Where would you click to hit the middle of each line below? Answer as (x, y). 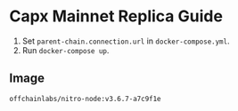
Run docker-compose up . (66, 50)
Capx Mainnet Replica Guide (116, 16)
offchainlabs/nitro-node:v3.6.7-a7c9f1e (86, 99)
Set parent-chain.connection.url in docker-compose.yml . (126, 41)
